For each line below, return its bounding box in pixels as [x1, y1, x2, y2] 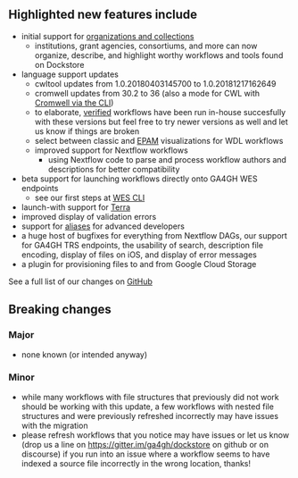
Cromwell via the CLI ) [34, 97, 114, 108]
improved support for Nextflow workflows [34, 145, 188, 155]
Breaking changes [8, 302, 112, 317]
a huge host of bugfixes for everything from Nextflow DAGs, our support [21, 230, 287, 240]
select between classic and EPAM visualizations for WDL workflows [34, 135, 284, 146]
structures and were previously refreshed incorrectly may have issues [21, 410, 278, 421]
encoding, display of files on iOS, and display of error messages [21, 249, 258, 260]
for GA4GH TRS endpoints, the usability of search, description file [21, 239, 264, 250]
